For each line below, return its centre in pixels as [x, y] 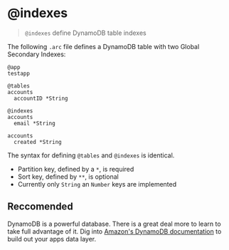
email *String [34, 123]
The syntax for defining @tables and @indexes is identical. [91, 155]
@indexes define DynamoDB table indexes [86, 33]
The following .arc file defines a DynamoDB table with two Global [103, 46]
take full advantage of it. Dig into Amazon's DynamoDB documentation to [114, 231]
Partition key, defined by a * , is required [76, 169]
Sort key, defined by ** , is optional [68, 177]
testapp [19, 73]
